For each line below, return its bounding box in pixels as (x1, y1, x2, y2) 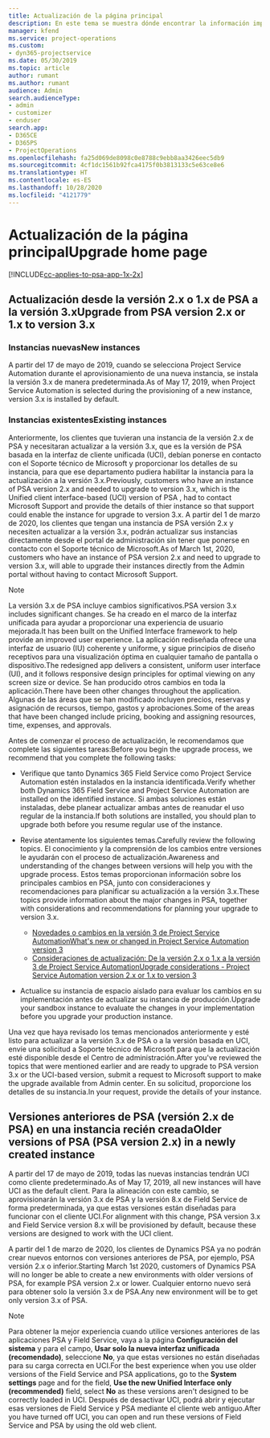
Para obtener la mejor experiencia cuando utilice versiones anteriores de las (8, 1327, 260, 1337)
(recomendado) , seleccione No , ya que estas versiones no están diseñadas (8, 1352, 260, 1362)
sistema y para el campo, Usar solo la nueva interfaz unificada (8, 1344, 220, 1354)
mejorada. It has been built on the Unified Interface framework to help (8, 626, 238, 636)
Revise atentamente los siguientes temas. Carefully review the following (19, 835, 256, 845)
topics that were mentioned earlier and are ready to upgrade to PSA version (8, 1061, 259, 1071)
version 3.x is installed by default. (8, 395, 120, 404)
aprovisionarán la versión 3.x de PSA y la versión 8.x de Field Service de (8, 1194, 247, 1204)
